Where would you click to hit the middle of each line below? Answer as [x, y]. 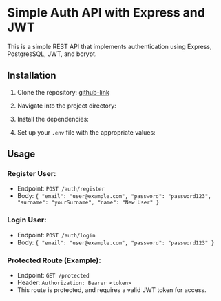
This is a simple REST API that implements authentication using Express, [109, 46]
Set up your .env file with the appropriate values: [86, 132]
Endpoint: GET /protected [53, 275]
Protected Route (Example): [54, 260]
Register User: [32, 174]
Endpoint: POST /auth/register [61, 188]
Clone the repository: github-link [63, 92]
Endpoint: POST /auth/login [56, 235]
